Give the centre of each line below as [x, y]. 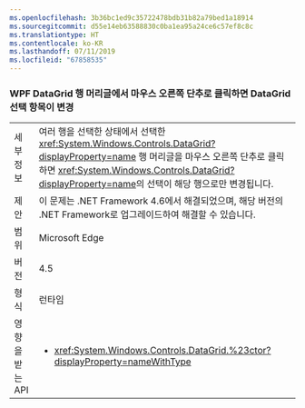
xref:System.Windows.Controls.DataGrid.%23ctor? [162, 351]
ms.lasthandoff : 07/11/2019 [63, 52]
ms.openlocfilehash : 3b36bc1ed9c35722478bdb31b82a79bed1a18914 [132, 18]
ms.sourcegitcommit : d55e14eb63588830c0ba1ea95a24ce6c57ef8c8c [132, 26]
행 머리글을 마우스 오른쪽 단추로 [202, 157]
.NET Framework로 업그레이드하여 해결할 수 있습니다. [147, 214]
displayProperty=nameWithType [123, 362]
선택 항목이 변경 [42, 107]
